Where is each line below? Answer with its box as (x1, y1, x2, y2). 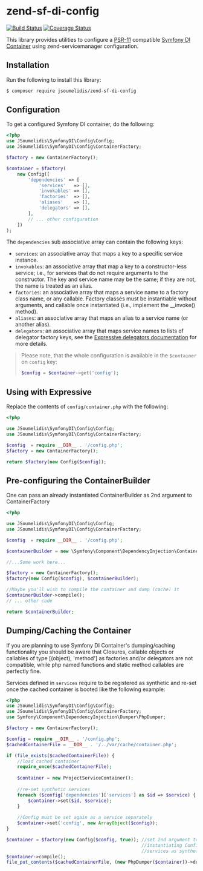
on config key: (21, 359, 57, 366)
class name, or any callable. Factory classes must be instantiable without (14, 295, 197, 302)
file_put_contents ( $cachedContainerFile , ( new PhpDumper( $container (6, 859, 182, 866)
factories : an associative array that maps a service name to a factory (14, 289, 188, 296)
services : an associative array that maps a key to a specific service (14, 250, 183, 257)
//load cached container (17, 758, 80, 764)
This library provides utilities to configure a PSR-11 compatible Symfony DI (6, 36, 191, 43)
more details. (14, 340, 48, 348)
